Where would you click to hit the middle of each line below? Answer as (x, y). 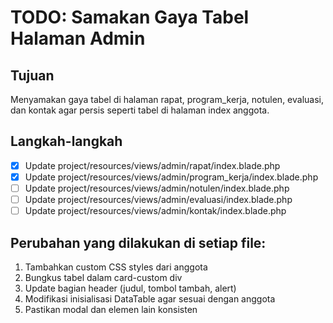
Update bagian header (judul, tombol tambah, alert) (130, 288)
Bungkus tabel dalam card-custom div (103, 277)
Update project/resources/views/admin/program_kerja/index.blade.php (171, 177)
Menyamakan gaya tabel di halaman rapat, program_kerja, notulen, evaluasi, (167, 99)
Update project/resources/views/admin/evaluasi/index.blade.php (158, 199)
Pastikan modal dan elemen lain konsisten (111, 309)
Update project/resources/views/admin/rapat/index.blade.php (152, 165)
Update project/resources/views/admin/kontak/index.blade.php (155, 211)
